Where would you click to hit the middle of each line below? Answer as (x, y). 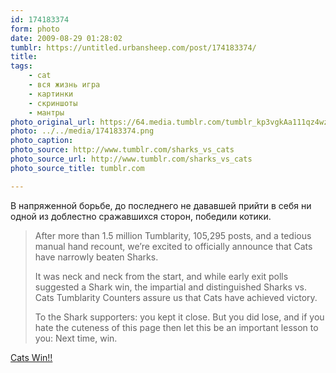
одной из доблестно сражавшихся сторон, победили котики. (141, 216)
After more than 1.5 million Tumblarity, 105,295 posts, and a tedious (173, 235)
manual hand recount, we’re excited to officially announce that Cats (173, 246)
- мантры (46, 112)
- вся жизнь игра (64, 85)
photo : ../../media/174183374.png (82, 131)
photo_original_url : (53, 122)
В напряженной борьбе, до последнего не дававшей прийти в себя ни (161, 205)
